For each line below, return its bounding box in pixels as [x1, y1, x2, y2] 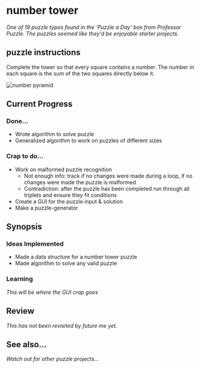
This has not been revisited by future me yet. [6, 322, 117, 329]
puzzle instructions [6, 48, 81, 58]
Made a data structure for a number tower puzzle [14, 254, 137, 261]
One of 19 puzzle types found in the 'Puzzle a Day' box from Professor [6, 23, 182, 31]
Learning [6, 275, 33, 283]
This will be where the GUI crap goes [6, 288, 98, 296]
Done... [6, 117, 29, 125]
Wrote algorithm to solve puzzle [14, 131, 95, 138]
